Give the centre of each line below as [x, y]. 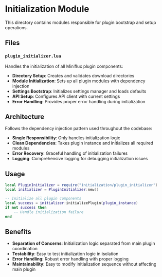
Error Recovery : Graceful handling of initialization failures [70, 153]
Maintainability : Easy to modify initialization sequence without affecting [84, 264]
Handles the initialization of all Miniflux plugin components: [64, 66]
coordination [25, 249]
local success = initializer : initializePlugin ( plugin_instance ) [72, 203]
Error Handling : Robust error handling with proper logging [70, 259]
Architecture [25, 117]
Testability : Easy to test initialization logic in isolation [65, 254]
